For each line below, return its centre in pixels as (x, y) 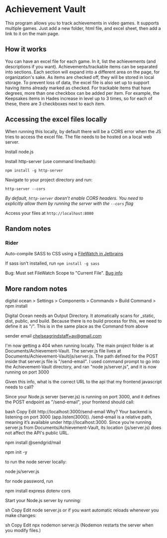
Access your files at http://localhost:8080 (49, 213)
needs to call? (19, 387)
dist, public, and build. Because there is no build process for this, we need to (83, 321)
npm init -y (16, 452)
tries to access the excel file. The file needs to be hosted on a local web (79, 137)
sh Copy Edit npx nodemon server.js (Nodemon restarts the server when (79, 525)
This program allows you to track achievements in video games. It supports (82, 23)
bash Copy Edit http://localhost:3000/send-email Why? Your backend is (79, 412)
